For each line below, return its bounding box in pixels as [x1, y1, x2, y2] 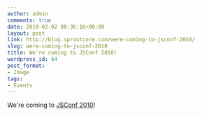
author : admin [7, 10, 49, 17]
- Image [7, 68, 30, 75]
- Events [7, 82, 33, 89]
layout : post [7, 29, 45, 37]
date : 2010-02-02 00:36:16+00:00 [7, 23, 105, 30]
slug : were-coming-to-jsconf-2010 [7, 43, 108, 50]
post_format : [7, 62, 45, 69]
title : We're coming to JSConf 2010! [7, 50, 117, 57]
